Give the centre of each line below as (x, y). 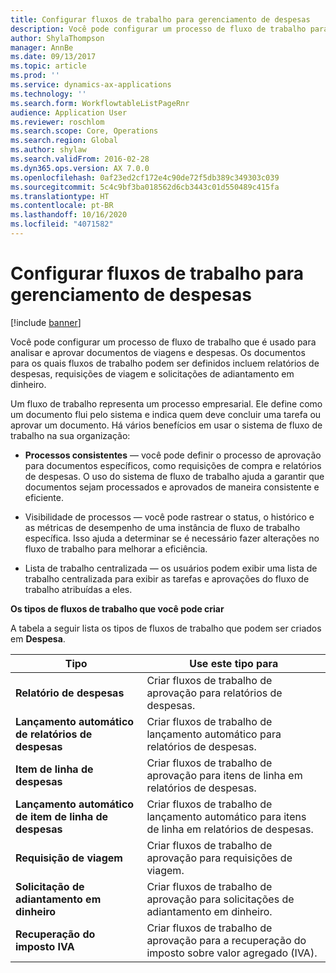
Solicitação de (50, 886)
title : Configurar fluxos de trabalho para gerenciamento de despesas (160, 19)
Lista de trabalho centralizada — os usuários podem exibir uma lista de (171, 568)
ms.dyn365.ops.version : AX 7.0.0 (80, 168)
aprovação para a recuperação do (226, 940)
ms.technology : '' (48, 94)
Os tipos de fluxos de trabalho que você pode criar (117, 608)
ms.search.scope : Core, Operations (84, 131)
